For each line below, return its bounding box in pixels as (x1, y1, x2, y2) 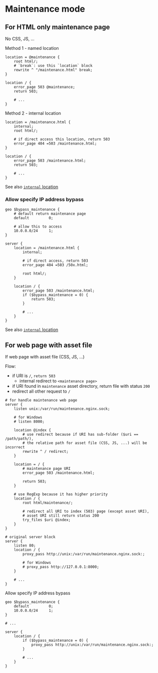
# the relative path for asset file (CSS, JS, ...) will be (22, 441, 147, 445)
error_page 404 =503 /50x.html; (22, 263, 89, 268)
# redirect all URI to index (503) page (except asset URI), (22, 509, 150, 514)
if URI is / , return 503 (12, 373, 56, 379)
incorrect (5, 445, 25, 450)
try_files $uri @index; (22, 518, 71, 523)
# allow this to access (14, 224, 62, 229)
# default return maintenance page (14, 211, 86, 216)
